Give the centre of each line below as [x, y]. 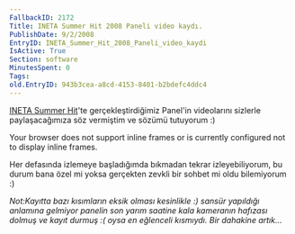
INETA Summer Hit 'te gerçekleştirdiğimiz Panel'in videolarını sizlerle [135, 110]
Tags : [19, 76]
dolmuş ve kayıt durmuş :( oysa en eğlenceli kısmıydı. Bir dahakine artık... [146, 220]
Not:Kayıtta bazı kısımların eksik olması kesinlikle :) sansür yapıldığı [134, 201]
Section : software [44, 59]
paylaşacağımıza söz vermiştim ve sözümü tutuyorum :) [112, 120]
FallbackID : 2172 [42, 18]
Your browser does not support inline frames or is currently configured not [147, 137]
